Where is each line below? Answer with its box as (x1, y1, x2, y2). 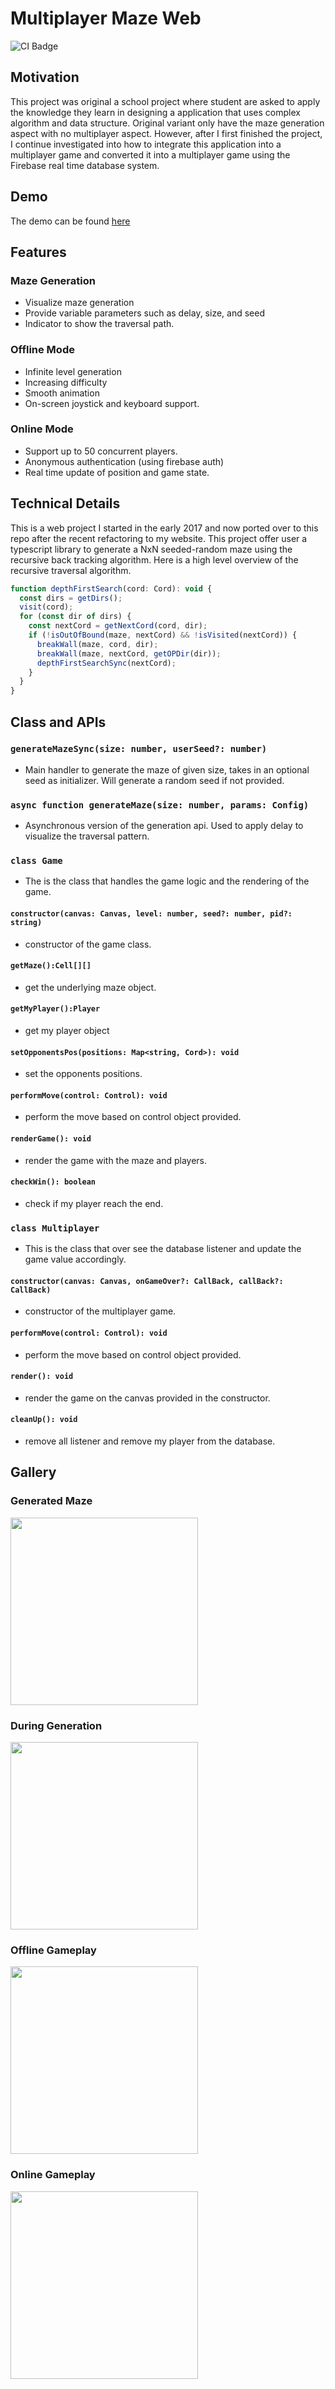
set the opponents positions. (24, 1068, 143, 1080)
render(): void (10, 1372, 74, 1382)
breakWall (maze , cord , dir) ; (36, 639, 159, 649)
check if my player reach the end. (24, 1197, 164, 1209)
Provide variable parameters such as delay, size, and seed (24, 307, 265, 319)
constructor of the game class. (24, 938, 152, 950)
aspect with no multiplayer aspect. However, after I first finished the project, (10, 127, 323, 139)
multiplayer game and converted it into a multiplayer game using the (10, 148, 291, 161)
